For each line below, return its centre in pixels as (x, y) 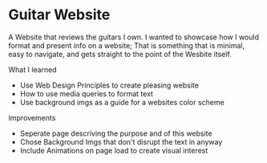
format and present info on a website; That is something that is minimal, (127, 45)
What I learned (33, 69)
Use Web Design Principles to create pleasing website (109, 85)
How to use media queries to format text (87, 93)
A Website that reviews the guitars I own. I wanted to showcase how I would (133, 37)
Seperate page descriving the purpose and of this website (116, 133)
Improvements (32, 117)
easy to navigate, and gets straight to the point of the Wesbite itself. (120, 54)
